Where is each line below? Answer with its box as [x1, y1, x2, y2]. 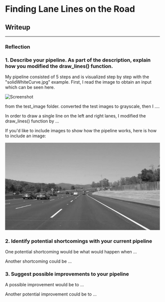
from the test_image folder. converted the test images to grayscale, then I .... [5, 103, 160, 109]
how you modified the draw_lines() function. [5, 62, 113, 69]
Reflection [5, 43, 30, 50]
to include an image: [5, 133, 47, 139]
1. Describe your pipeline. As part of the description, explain [5, 57, 151, 63]
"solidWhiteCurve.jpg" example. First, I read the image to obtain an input [5, 79, 152, 85]
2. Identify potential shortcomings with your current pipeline [5, 238, 152, 244]
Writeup [5, 23, 30, 31]
